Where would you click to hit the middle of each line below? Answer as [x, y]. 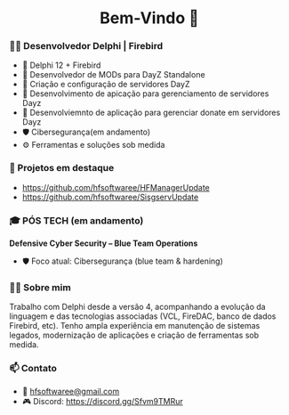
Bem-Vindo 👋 [149, 18]
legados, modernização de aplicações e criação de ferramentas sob [134, 335]
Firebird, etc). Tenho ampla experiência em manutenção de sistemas [135, 326]
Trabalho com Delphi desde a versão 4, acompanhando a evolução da [137, 307]
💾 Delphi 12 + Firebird [61, 65]
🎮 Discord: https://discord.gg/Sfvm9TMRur [103, 401]
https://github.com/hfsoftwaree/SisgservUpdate [110, 197]
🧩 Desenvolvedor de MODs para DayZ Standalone [114, 75]
